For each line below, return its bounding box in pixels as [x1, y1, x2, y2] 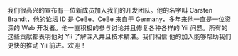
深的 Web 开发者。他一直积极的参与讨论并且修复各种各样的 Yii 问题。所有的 [7, 24, 228, 31]
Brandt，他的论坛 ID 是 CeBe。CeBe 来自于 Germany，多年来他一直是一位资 [7, 15, 232, 23]
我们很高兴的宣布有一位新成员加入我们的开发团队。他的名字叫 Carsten [7, 6, 213, 14]
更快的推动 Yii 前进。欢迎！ [7, 41, 87, 49]
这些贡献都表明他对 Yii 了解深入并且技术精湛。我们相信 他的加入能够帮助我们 [7, 32, 232, 41]
